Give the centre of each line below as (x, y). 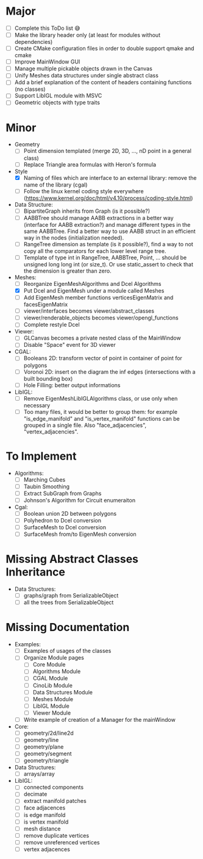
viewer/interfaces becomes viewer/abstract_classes (89, 311)
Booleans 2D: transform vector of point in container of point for (103, 358)
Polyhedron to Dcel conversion (62, 520)
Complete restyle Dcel (52, 325)
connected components (53, 787)
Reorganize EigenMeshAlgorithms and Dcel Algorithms (92, 283)
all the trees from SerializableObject (69, 602)
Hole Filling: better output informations (72, 385)
